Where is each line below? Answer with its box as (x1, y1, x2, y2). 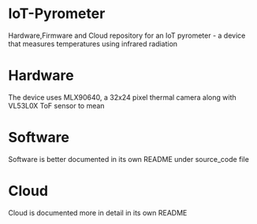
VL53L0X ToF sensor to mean (8, 101, 105, 110)
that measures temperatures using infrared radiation (8, 39, 178, 48)
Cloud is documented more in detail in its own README (8, 207, 188, 217)
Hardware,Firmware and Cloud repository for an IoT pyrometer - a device (8, 31, 246, 40)
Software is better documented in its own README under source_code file (8, 154, 250, 163)
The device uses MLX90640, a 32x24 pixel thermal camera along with (8, 92, 237, 102)
